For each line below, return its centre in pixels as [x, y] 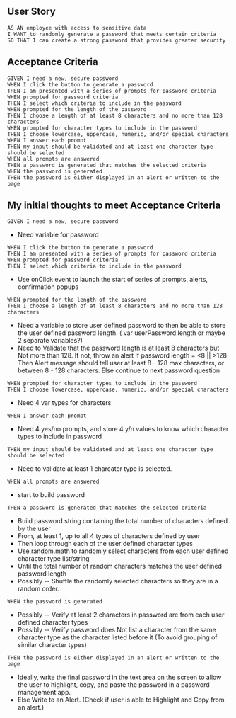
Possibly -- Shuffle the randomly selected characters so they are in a [118, 581]
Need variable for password [58, 235]
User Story [31, 12]
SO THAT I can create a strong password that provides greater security [117, 40]
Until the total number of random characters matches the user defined [120, 566]
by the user [34, 529]
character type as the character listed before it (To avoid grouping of [117, 637]
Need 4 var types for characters [64, 403]
